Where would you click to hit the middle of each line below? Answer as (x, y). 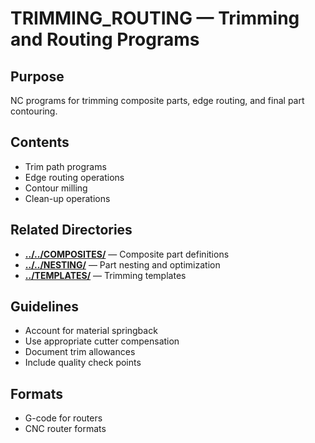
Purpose (37, 76)
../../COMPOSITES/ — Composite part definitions (127, 254)
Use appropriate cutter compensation (102, 341)
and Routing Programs (105, 39)
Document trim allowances (80, 352)
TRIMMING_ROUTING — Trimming (155, 18)
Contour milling (56, 188)
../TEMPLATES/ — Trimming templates (105, 275)
